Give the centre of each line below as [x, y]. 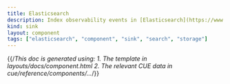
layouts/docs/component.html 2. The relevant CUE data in [90, 66]
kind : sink [23, 26]
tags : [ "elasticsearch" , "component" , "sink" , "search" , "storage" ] [107, 39]
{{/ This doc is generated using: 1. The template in [77, 59]
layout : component [33, 33]
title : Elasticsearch [38, 13]
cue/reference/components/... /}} [53, 74]
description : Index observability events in [72, 20]
